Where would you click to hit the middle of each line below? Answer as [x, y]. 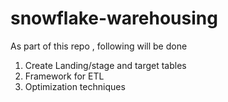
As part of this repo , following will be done [99, 46]
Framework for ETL [64, 76]
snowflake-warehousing [114, 18]
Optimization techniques [75, 86]
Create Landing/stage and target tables [105, 65]
